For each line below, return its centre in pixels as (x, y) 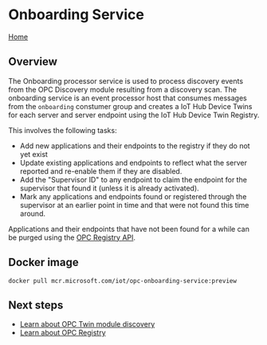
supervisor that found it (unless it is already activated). (109, 188)
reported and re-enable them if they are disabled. (101, 171)
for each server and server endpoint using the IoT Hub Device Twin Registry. (134, 115)
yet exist (33, 154)
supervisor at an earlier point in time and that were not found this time (134, 205)
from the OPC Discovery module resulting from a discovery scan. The (123, 89)
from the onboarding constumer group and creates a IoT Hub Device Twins (130, 106)
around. (33, 214)
